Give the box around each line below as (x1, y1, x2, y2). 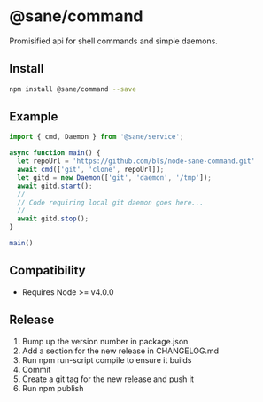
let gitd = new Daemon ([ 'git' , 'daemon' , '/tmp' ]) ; (17, 173, 213, 182)
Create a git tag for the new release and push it (21, 374, 195, 384)
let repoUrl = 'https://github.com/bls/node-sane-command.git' (17, 157, 255, 166)
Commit (21, 364, 51, 375)
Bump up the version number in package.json (21, 336, 189, 346)
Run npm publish (21, 383, 84, 393)
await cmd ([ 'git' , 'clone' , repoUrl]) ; (17, 166, 165, 174)
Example (9, 109, 58, 125)
